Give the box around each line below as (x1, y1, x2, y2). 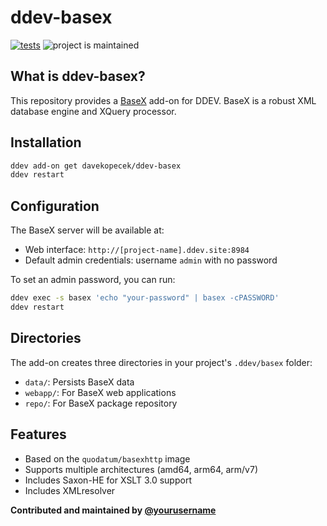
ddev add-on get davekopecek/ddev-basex (10, 161, 182, 171)
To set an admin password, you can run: (10, 274, 176, 286)
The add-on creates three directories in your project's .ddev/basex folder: (10, 356, 313, 368)
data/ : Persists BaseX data (24, 376, 135, 388)
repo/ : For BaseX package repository (24, 397, 178, 409)
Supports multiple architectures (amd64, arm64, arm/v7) (24, 463, 259, 475)
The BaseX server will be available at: (10, 224, 165, 236)
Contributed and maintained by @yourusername (10, 504, 217, 516)
